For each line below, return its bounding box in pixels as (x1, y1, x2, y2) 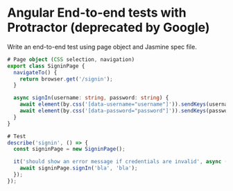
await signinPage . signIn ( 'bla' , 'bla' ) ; (19, 165, 138, 172)
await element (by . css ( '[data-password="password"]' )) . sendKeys (19, 108, 207, 115)
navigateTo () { (13, 69, 58, 76)
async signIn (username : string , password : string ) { (13, 94, 169, 101)
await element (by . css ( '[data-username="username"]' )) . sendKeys (19, 101, 207, 108)
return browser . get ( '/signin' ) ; (19, 75, 113, 83)
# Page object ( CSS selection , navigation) (7, 56, 135, 63)
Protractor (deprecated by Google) (7, 19, 210, 35)
